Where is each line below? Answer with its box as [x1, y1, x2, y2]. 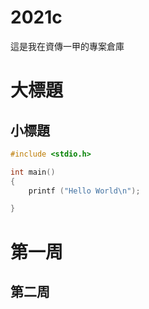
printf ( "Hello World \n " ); [28, 186, 141, 196]
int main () [10, 167, 56, 177]
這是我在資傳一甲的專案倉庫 [10, 40, 125, 52]
